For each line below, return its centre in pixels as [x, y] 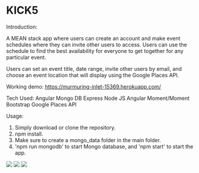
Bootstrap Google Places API [42, 104]
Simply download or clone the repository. [65, 127]
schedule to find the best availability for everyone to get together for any [95, 51]
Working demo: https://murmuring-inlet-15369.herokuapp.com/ [84, 86]
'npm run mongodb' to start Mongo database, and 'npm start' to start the [104, 146]
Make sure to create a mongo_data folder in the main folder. [88, 140]
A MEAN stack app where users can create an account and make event [93, 38]
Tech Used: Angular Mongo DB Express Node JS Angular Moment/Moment [98, 98]
